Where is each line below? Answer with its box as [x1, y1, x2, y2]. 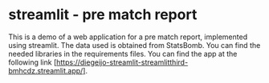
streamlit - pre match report [8, 6, 198, 24]
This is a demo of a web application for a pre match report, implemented [8, 32, 247, 41]
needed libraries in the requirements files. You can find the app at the [8, 49, 238, 58]
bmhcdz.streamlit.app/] [8, 65, 86, 75]
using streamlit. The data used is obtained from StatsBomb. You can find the [8, 40, 261, 49]
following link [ [8, 57, 57, 67]
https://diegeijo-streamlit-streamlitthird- [55, 57, 189, 67]
